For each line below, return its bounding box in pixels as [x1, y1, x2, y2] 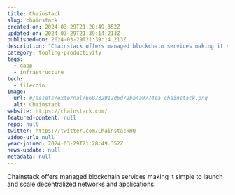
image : [7, 88, 27, 95]
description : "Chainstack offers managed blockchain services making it [7, 43, 224, 50]
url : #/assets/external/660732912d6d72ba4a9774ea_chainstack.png [13, 95, 208, 102]
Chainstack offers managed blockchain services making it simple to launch [7, 172, 223, 180]
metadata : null [7, 153, 52, 161]
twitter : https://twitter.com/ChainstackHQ [7, 127, 136, 134]
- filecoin [13, 82, 45, 89]
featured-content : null [7, 114, 77, 121]
